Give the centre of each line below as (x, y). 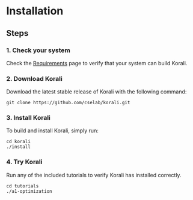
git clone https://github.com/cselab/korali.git (68, 103)
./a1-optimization (29, 191)
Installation (35, 11)
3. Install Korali (29, 118)
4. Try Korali (24, 162)
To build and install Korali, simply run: (53, 131)
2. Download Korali (35, 78)
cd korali (19, 142)
